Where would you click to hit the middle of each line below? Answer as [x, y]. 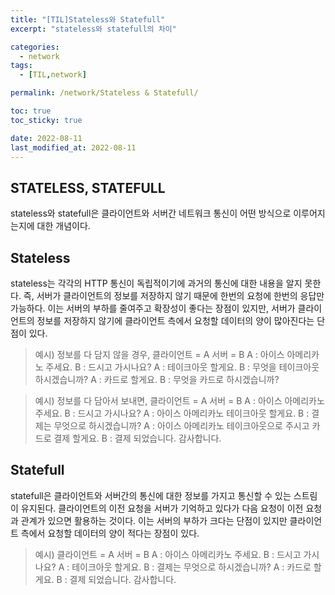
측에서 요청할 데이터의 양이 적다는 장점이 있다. [110, 533]
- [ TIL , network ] [53, 75]
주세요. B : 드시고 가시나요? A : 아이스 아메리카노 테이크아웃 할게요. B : [172, 413]
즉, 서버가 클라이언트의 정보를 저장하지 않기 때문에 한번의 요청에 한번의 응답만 [174, 295]
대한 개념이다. [63, 226]
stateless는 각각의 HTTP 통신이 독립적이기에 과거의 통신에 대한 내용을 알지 [156, 283]
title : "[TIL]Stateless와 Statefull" [88, 19]
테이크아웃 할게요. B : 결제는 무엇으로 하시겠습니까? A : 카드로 [191, 567]
